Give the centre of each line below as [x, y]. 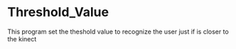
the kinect [22, 38]
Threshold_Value [58, 12]
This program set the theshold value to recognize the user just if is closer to [118, 31]
